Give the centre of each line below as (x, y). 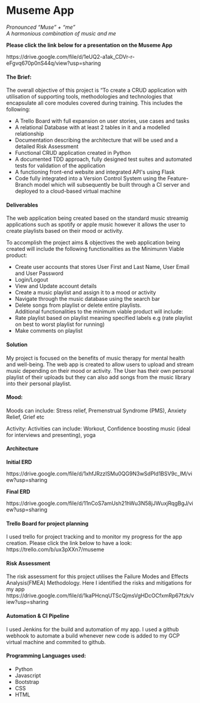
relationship (29, 134)
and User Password (39, 273)
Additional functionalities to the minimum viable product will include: (99, 312)
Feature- (178, 178)
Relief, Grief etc (25, 417)
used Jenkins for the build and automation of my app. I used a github (94, 629)
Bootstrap (27, 681)
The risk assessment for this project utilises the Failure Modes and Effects (97, 576)
